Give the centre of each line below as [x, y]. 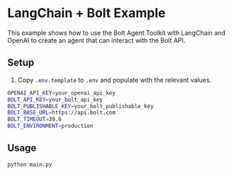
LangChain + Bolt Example [87, 13]
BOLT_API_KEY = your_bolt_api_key [55, 100]
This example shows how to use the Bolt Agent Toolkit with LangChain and [116, 33]
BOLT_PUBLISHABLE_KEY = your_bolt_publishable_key [81, 106]
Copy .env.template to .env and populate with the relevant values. [114, 80]
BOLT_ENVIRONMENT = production [50, 126]
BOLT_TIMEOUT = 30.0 [34, 120]
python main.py [30, 164]
